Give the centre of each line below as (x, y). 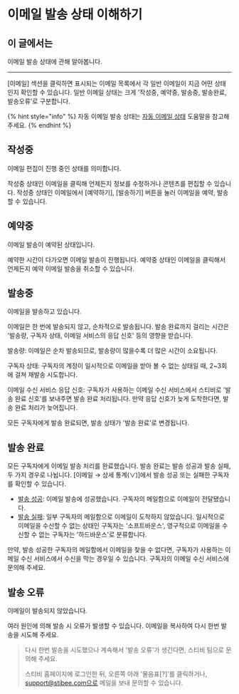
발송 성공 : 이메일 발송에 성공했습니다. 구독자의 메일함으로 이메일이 (109, 499)
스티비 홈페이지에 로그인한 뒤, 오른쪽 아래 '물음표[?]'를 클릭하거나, (116, 674)
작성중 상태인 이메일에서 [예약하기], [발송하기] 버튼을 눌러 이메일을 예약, (116, 192)
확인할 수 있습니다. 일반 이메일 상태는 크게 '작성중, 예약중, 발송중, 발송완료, (123, 92)
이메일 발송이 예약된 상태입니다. (51, 244)
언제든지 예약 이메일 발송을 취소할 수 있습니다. (71, 269)
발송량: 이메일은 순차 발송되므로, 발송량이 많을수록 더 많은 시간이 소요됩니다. (113, 351)
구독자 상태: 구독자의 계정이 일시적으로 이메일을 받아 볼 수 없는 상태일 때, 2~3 (115, 366)
